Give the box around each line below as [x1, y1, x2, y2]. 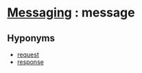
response [16, 58, 45, 66]
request [16, 50, 39, 59]
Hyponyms [7, 32, 55, 44]
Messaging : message [7, 5, 135, 21]
